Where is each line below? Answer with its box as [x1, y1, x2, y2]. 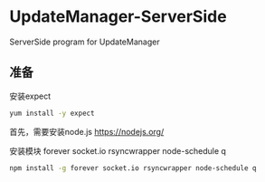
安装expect [9, 91, 52, 101]
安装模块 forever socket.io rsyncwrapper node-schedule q [9, 145, 226, 156]
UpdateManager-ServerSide [9, 6, 228, 27]
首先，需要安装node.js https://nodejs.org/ [9, 126, 165, 137]
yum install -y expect [9, 109, 95, 118]
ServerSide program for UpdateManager [9, 36, 160, 47]
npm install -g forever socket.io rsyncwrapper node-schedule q [9, 163, 257, 173]
